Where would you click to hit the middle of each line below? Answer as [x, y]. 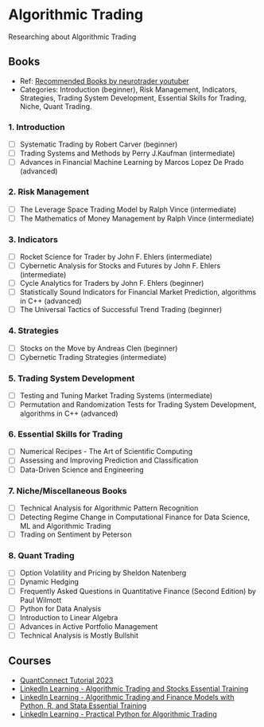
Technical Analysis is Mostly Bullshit [79, 635]
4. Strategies [34, 330]
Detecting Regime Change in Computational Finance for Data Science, [135, 517]
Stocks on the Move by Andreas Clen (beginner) [99, 348]
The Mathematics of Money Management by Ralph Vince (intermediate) [137, 218]
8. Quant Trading [41, 555]
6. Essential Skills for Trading [66, 434]
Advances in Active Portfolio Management [89, 626]
